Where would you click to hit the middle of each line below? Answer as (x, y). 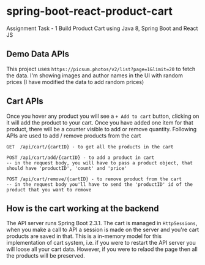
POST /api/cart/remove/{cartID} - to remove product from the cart (94, 179)
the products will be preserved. (46, 256)
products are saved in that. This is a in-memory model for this (84, 236)
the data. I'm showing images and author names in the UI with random (95, 75)
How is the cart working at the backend (83, 208)
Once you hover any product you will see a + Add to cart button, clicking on (103, 116)
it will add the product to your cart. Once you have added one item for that (100, 122)
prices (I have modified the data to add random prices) (75, 82)
